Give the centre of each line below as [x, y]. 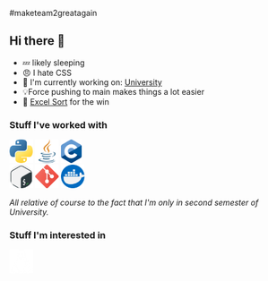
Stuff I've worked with [58, 124]
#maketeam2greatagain [53, 13]
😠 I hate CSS [47, 72]
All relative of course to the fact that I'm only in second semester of [134, 203]
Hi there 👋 [37, 41]
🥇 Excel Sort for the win [65, 101]
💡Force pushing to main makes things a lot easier [113, 91]
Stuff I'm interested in [57, 235]
